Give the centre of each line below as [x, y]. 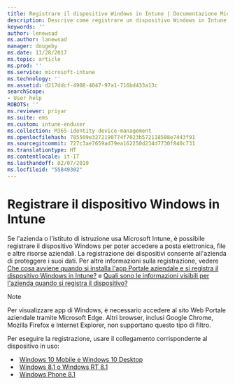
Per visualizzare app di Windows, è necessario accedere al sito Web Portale [116, 310]
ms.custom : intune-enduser [47, 124]
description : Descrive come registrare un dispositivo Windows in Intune [117, 20]
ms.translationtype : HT [42, 150]
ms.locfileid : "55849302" [45, 169]
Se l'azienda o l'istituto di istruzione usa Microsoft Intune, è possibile [106, 238]
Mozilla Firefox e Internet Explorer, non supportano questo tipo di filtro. [109, 325]
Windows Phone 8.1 [47, 374]
